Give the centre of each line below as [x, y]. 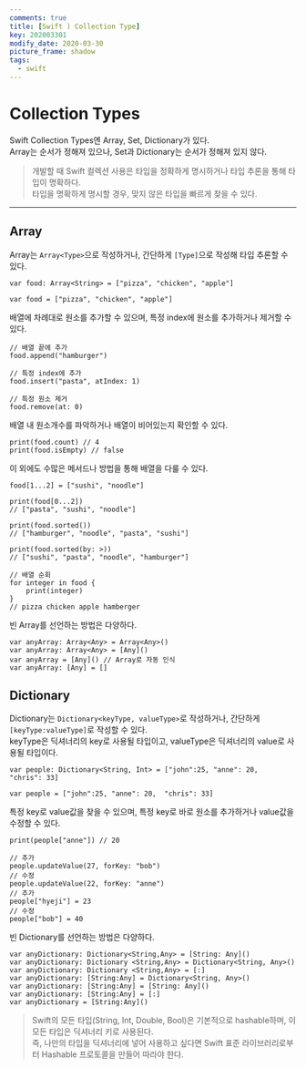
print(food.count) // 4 [55, 442]
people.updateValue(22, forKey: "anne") [87, 884]
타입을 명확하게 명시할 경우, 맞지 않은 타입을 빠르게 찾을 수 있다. [144, 193]
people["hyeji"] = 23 [51, 902]
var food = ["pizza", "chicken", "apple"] [91, 299]
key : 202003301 [38, 35]
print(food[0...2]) [46, 501]
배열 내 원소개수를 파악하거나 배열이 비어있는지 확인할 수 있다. [119, 425]
